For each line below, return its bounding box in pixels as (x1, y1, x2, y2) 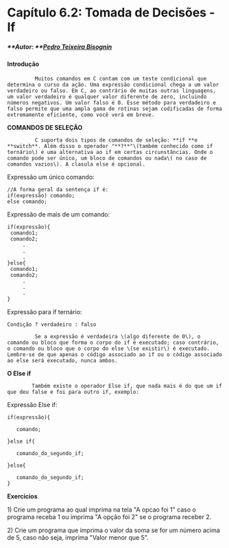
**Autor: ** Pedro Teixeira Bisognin (7, 43, 112, 51)
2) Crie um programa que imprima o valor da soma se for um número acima (7, 526, 221, 534)
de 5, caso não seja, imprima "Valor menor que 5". (7, 533, 149, 541)
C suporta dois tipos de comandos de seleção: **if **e (34, 136, 197, 144)
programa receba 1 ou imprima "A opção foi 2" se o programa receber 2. (7, 512, 212, 520)
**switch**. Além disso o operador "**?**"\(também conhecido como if (7, 142, 213, 149)
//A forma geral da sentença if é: (7, 186, 109, 193)
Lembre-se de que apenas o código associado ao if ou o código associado (7, 351, 223, 358)
